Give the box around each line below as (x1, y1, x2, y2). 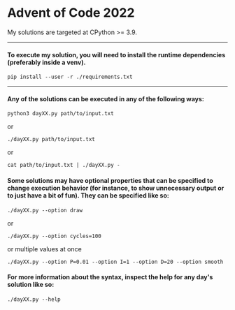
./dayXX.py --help (7, 295, 61, 303)
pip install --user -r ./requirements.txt (7, 73, 133, 81)
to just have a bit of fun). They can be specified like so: (7, 191, 169, 200)
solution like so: (7, 281, 55, 289)
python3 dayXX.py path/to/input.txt (7, 110, 114, 117)
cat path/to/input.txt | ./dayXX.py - (7, 162, 120, 169)
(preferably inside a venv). (7, 58, 86, 66)
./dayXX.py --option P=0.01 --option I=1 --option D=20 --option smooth (7, 258, 224, 265)
